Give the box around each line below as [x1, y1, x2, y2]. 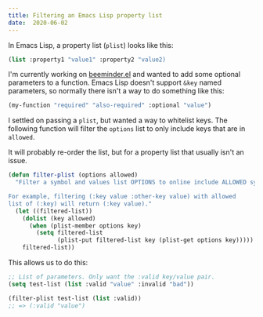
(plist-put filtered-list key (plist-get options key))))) [57, 236, 254, 244]
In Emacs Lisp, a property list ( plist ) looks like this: [8, 40, 174, 49]
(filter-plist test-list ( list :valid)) [8, 294, 142, 302]
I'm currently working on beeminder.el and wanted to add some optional [8, 70, 241, 79]
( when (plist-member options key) [28, 221, 142, 230]
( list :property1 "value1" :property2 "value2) [8, 56, 167, 64]
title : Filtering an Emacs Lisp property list [8, 11, 163, 20]
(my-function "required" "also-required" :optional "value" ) [8, 101, 212, 110]
